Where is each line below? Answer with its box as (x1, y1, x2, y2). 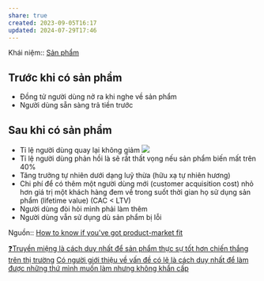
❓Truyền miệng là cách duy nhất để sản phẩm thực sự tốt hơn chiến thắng (8, 244, 249, 253)
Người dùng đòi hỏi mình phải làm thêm (19, 204, 148, 214)
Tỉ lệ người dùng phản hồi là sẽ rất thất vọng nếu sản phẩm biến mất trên (19, 154, 257, 163)
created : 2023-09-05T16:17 (8, 19, 97, 27)
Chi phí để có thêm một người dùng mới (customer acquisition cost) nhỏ (19, 179, 255, 188)
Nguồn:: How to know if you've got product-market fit (8, 228, 183, 237)
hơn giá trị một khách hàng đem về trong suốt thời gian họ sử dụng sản (19, 188, 251, 196)
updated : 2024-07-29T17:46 (8, 26, 97, 34)
